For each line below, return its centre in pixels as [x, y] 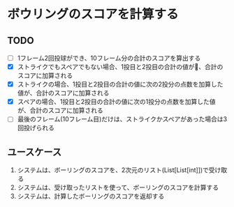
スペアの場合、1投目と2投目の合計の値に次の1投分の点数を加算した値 [116, 102]
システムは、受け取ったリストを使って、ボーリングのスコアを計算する [118, 187]
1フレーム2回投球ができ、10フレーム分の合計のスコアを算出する [109, 58]
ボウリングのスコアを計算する [93, 14]
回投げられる [36, 128]
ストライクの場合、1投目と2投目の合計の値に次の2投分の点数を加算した [120, 84]
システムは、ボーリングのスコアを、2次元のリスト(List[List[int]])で [113, 170]
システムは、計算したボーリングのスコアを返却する [91, 197]
